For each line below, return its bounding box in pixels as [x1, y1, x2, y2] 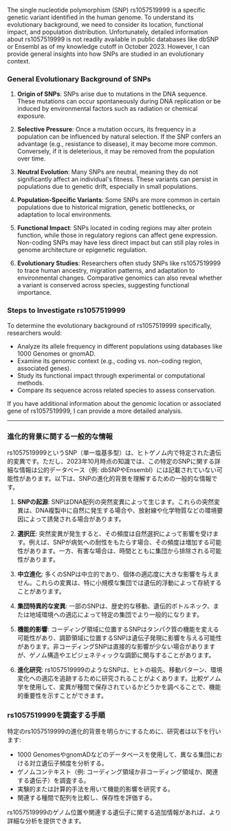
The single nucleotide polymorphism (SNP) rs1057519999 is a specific [7, 6, 206, 14]
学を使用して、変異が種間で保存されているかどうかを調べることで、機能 [16, 682, 221, 691]
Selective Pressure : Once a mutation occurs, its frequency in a [16, 125, 196, 134]
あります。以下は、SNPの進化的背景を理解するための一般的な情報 [25, 474, 212, 482]
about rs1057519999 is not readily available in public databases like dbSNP [7, 35, 219, 43]
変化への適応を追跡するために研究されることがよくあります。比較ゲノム [16, 674, 221, 682]
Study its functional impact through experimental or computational [16, 371, 205, 380]
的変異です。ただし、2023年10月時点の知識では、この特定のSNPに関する [7, 457, 215, 465]
